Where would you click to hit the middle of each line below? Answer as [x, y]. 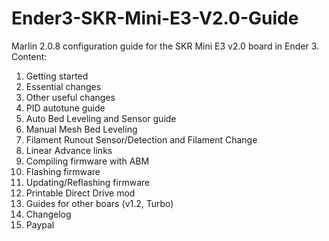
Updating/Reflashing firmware [88, 182]
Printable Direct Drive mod [80, 193]
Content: [29, 56]
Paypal [40, 224]
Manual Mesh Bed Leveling [81, 129]
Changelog [48, 214]
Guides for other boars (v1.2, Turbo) [99, 203]
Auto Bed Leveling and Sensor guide [101, 118]
